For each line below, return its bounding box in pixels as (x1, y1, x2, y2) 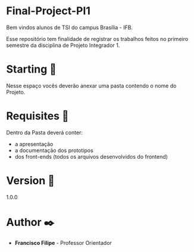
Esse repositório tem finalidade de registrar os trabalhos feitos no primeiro (6, 35, 189, 42)
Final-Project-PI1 (6, 4, 91, 18)
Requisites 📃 (6, 109, 70, 123)
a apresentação (14, 140, 54, 147)
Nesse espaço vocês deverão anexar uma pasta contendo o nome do (6, 82, 177, 89)
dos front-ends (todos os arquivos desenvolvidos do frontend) (14, 153, 168, 160)
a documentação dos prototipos (14, 147, 93, 154)
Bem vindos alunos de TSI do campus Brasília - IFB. (6, 24, 133, 31)
